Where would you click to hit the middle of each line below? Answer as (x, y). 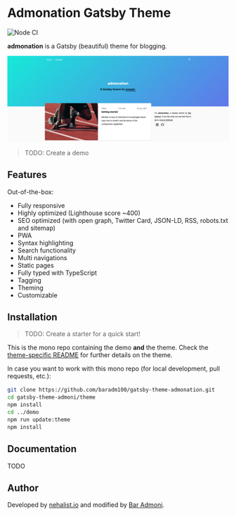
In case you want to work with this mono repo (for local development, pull (113, 369)
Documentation (42, 449)
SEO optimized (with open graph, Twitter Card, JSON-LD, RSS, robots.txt (123, 220)
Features (27, 175)
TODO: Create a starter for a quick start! (82, 334)
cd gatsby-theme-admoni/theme (52, 398)
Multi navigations (42, 257)
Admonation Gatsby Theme (89, 13)
